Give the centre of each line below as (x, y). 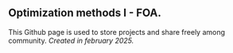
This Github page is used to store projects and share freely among (116, 32)
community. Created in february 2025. (71, 40)
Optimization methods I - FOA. (85, 13)
